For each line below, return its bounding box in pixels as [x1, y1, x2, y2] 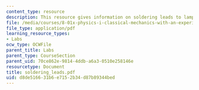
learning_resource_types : [6, 31, 70, 37]
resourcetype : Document [6, 63, 65, 70]
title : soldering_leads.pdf [6, 69, 76, 75]
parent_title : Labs [6, 47, 54, 53]
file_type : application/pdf [6, 25, 76, 31]
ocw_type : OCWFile [6, 42, 52, 48]
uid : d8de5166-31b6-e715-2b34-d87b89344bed [6, 75, 115, 81]
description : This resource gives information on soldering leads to [6, 14, 182, 20]
